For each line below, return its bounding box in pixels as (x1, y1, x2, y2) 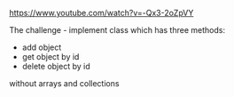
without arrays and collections (9, 78, 120, 88)
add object (21, 42, 62, 53)
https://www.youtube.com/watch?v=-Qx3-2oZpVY (9, 8, 194, 18)
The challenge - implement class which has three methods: (9, 25, 226, 35)
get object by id (21, 52, 80, 61)
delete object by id (21, 61, 90, 71)
